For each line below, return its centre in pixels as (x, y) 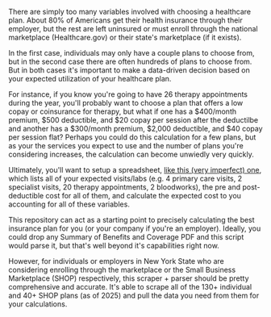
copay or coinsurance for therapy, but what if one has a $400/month (122, 111)
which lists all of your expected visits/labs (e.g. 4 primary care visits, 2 (125, 178)
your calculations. (38, 304)
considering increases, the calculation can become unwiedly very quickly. (131, 154)
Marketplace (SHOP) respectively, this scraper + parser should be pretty (129, 278)
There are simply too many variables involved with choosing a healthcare (130, 12)
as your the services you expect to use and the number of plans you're (126, 146)
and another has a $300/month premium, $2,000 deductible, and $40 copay (136, 129)
